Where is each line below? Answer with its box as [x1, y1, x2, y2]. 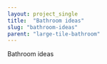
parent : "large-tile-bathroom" [7, 30, 101, 38]
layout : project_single [7, 10, 78, 18]
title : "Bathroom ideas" [7, 17, 84, 24]
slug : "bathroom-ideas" [7, 23, 78, 31]
